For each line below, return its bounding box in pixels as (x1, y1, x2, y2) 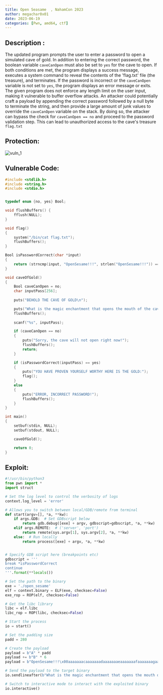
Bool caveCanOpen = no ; (14, 284, 62, 289)
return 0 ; (14, 445, 34, 450)
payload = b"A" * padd (5, 650, 51, 655)
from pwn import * (5, 481, 42, 486)
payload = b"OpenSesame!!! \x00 (5, 659, 68, 664)
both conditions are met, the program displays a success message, (5, 67, 139, 73)
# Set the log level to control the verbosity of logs (5, 494, 118, 499)
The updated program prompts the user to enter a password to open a (5, 52, 146, 57)
